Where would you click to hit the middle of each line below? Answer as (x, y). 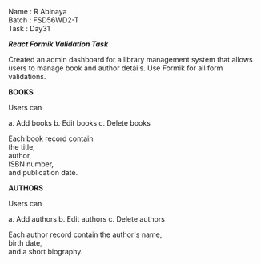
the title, (22, 147)
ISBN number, (31, 164)
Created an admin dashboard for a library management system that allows (131, 60)
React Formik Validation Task (58, 44)
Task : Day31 (29, 28)
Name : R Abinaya (38, 12)
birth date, (25, 243)
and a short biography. (46, 252)
